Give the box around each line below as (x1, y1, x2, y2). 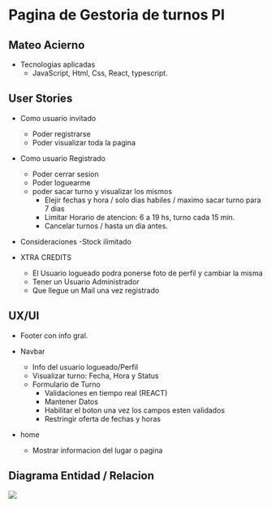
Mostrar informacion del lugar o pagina (32, 445, 163, 455)
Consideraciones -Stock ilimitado (19, 236, 132, 246)
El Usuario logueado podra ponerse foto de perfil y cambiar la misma (32, 268, 264, 278)
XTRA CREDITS (19, 252, 71, 262)
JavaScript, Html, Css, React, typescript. (32, 68, 168, 78)
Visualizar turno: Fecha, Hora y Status (32, 370, 160, 380)
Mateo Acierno (8, 38, 85, 52)
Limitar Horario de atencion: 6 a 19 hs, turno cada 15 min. (44, 212, 235, 222)
